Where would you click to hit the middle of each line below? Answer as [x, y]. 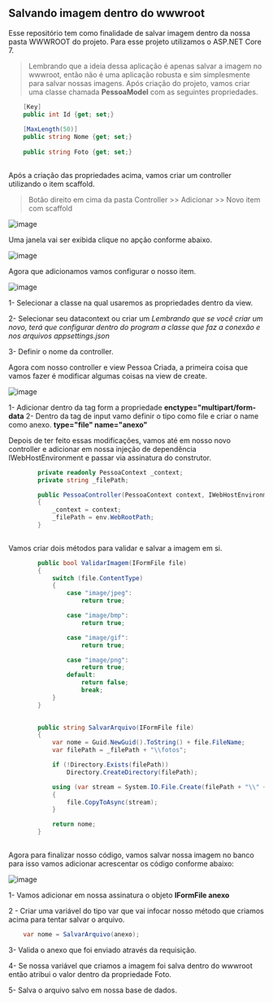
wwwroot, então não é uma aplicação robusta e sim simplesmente [139, 74]
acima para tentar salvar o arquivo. [67, 919]
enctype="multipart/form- [210, 407]
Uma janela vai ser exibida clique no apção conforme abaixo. [110, 240]
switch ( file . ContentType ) [97, 578]
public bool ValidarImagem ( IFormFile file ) [112, 563]
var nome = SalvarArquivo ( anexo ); [81, 934]
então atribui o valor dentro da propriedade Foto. [90, 974]
